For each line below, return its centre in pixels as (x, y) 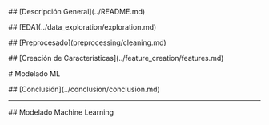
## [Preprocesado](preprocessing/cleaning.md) (87, 42)
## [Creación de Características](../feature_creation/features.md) (116, 58)
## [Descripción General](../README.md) (77, 12)
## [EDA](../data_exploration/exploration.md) (82, 27)
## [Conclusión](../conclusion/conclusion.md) (84, 89)
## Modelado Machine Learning (61, 112)
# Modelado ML (34, 74)
